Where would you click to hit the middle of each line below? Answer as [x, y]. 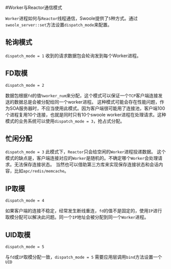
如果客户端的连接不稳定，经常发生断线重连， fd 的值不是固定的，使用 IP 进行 [84, 211]
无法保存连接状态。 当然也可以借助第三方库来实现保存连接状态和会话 [86, 164]
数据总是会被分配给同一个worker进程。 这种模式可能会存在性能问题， [87, 102]
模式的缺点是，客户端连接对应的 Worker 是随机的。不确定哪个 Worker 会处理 [82, 158]
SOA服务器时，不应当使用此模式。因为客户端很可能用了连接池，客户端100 [87, 108]
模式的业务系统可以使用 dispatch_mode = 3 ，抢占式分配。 [65, 121]
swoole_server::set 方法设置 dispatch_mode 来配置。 [59, 25]
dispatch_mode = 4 [25, 201]
